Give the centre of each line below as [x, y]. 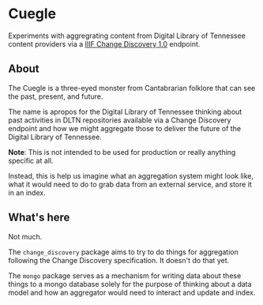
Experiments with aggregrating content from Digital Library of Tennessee [127, 36]
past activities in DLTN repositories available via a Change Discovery [120, 120]
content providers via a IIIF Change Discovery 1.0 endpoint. [104, 43]
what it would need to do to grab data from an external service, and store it [130, 184]
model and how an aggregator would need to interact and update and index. [132, 292]
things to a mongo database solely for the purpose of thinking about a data [130, 284]
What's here [39, 218]
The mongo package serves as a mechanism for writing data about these [125, 275]
